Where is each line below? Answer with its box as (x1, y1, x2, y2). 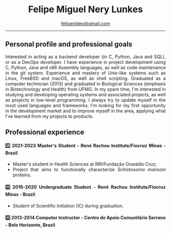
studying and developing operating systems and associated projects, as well (5, 91, 166, 97)
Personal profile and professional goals (5, 40, 132, 49)
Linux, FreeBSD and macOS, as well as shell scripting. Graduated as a (5, 75, 166, 81)
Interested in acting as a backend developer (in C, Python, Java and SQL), (5, 54, 166, 60)
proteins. (12, 172, 32, 178)
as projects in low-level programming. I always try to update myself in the (5, 97, 166, 103)
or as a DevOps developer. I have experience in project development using (5, 59, 166, 65)
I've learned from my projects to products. (5, 113, 94, 119)
